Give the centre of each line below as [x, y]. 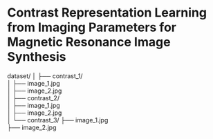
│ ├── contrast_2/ [34, 98]
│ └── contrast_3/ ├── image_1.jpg [58, 120]
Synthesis [37, 57]
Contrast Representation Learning [107, 13]
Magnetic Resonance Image [89, 42]
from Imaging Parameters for [92, 27]
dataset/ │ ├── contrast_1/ [45, 76]
